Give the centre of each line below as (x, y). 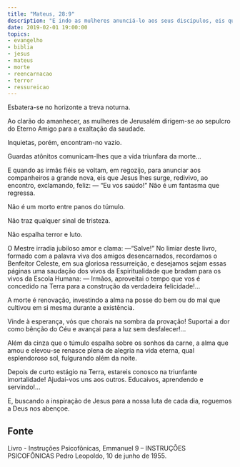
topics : (19, 34)
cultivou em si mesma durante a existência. (71, 308)
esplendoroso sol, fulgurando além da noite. (72, 358)
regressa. (21, 193)
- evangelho (25, 41)
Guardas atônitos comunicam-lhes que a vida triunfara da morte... (104, 156)
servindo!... (24, 387)
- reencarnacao (30, 74)
